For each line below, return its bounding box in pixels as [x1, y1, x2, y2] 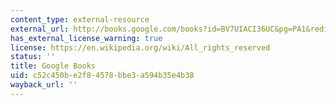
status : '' [10, 52, 56, 62]
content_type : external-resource [10, 14, 150, 25]
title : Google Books [10, 61, 97, 71]
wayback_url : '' [10, 80, 78, 90]
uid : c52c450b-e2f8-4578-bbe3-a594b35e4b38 [10, 71, 195, 81]
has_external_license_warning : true [10, 33, 163, 43]
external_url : [10, 24, 70, 34]
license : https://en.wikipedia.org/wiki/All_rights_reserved [10, 42, 271, 53]
